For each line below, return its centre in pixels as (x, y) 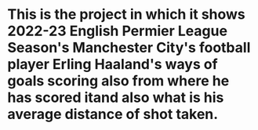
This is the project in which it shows (127, 14)
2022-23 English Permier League (118, 31)
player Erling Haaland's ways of (113, 65)
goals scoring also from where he (118, 81)
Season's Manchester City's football (129, 48)
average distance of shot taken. (113, 114)
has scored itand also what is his (116, 97)
